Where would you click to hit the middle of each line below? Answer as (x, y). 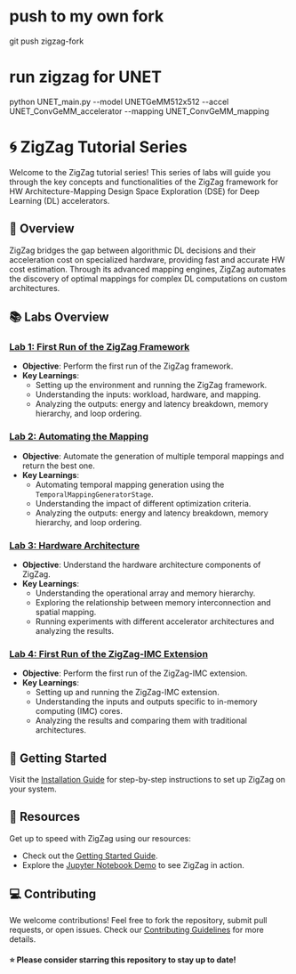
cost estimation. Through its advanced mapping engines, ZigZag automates (148, 269)
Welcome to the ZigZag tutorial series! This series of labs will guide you (140, 172)
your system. (33, 789)
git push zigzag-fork (47, 41)
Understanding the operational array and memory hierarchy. (145, 593)
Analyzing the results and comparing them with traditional (141, 721)
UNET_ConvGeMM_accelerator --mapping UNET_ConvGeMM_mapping (139, 111)
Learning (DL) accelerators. (60, 200)
